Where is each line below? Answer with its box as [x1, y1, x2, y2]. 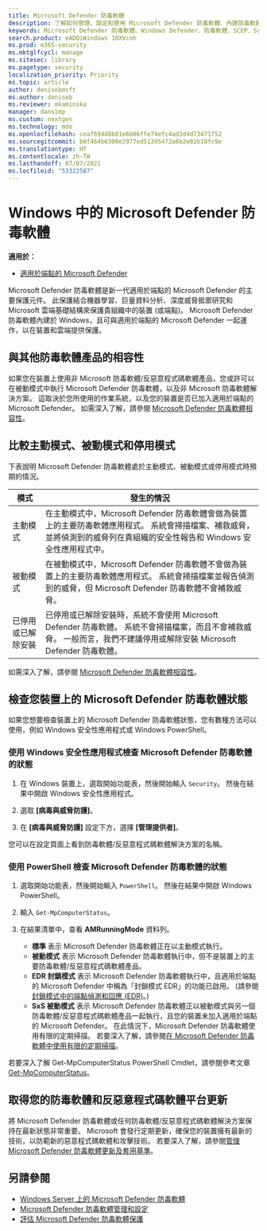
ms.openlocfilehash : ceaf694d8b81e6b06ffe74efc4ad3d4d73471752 [8, 130, 222, 138]
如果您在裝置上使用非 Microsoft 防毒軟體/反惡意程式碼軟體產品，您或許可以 [8, 373, 255, 383]
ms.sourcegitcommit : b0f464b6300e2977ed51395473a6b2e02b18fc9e [8, 137, 222, 146]
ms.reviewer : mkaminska [8, 100, 87, 108]
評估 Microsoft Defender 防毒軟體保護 [19, 1213, 144, 1223]
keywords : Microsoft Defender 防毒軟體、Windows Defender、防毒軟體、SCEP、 [8, 26, 254, 34]
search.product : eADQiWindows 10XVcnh [8, 33, 137, 42]
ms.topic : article [8, 78, 69, 86]
